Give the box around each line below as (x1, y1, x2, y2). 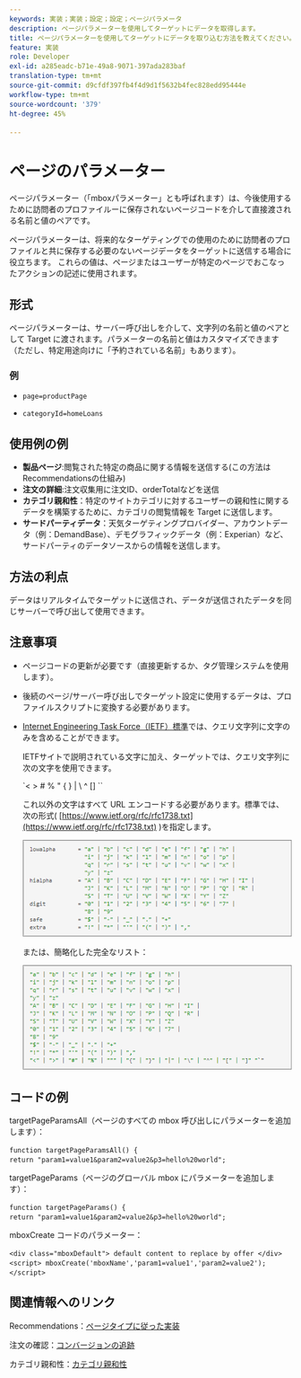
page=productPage (21, 392, 88, 402)
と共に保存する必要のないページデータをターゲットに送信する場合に (39, 245, 292, 256)
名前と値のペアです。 (16, 216, 96, 226)
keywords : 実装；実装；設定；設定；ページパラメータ (9, 14, 183, 23)
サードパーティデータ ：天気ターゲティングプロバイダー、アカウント (21, 517, 273, 529)
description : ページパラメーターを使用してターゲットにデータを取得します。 (9, 23, 260, 33)
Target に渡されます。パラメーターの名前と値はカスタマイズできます (26, 333, 279, 344)
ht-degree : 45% (9, 109, 66, 119)
